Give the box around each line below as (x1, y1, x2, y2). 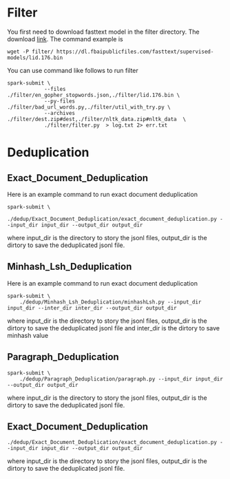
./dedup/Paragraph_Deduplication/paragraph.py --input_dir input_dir (19, 375, 224, 383)
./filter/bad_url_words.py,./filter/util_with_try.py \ (7, 103, 171, 111)
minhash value (7, 331, 49, 339)
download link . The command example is (7, 34, 123, 43)
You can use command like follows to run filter (7, 66, 139, 74)
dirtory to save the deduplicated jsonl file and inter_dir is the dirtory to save (7, 323, 220, 332)
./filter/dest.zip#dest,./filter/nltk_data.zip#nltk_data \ (7, 116, 187, 123)
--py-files (43, 98, 76, 105)
